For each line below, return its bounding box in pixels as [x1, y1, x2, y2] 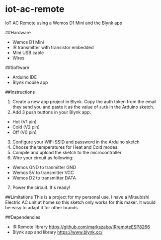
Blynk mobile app [12, 79, 48, 85]
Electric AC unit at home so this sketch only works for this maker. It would [5, 199, 156, 205]
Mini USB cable [12, 50, 44, 56]
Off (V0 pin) [12, 129, 37, 135]
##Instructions [5, 89, 35, 95]
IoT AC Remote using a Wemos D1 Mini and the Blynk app [5, 20, 123, 26]
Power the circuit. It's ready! [12, 184, 71, 190]
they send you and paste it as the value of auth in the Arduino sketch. [12, 104, 155, 110]
